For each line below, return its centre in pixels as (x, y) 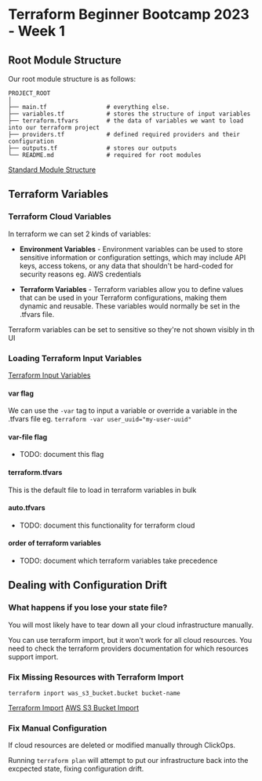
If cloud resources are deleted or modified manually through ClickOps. (122, 745)
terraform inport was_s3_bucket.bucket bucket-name (94, 693)
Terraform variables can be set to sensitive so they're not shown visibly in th (131, 329)
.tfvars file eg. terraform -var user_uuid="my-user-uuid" (100, 419)
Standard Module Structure (52, 170)
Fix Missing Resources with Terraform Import (96, 677)
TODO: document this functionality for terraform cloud (107, 525)
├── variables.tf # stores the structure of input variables (129, 114)
